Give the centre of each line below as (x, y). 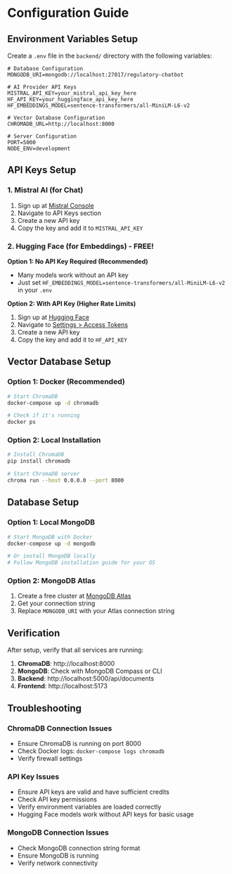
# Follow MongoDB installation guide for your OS (82, 563)
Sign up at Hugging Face (53, 317)
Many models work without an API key (73, 275)
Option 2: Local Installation (54, 440)
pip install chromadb (39, 461)
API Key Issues (33, 776)
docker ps (22, 422)
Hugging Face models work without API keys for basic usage (106, 814)
